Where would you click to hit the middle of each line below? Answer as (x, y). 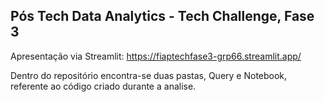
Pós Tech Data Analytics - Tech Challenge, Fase (162, 16)
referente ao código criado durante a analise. (103, 86)
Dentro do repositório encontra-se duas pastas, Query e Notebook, (149, 75)
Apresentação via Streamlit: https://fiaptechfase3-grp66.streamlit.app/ (156, 56)
